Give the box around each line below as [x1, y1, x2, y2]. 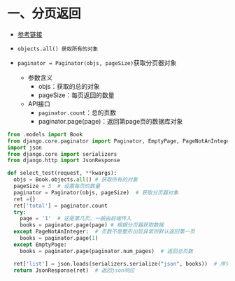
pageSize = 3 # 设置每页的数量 [13, 182, 101, 190]
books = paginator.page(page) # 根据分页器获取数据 [20, 222, 164, 229]
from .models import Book [7, 131, 83, 138]
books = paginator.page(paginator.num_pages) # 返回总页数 [20, 247, 194, 254]
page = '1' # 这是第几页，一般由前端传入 [20, 215, 131, 222]
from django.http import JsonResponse [7, 157, 120, 164]
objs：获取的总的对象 [38, 82, 100, 90]
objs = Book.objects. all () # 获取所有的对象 [13, 176, 138, 183]
